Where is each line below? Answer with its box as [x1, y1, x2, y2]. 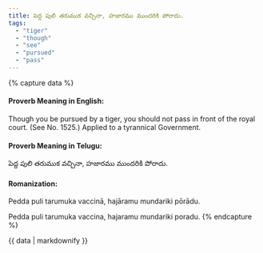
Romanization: [8, 179, 58, 188]
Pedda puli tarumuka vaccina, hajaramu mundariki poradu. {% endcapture [8, 212, 253, 222]
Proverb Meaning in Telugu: [8, 140, 102, 150]
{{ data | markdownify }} [8, 236, 89, 246]
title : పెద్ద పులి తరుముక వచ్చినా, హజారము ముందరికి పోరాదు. [8, 11, 185, 20]
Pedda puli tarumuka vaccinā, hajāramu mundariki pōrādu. [8, 196, 201, 206]
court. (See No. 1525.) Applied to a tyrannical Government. [8, 123, 201, 132]
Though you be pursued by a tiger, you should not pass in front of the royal [8, 114, 256, 124]
